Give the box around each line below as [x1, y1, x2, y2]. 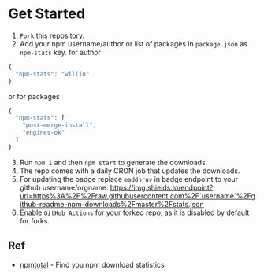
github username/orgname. [19, 183, 109, 192]
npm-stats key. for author [19, 47, 101, 57]
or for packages [8, 91, 61, 101]
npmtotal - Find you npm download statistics [19, 260, 165, 269]
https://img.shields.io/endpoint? [110, 183, 214, 192]
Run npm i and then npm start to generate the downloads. [19, 157, 208, 167]
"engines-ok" [22, 129, 65, 137]
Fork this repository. [19, 31, 85, 40]
